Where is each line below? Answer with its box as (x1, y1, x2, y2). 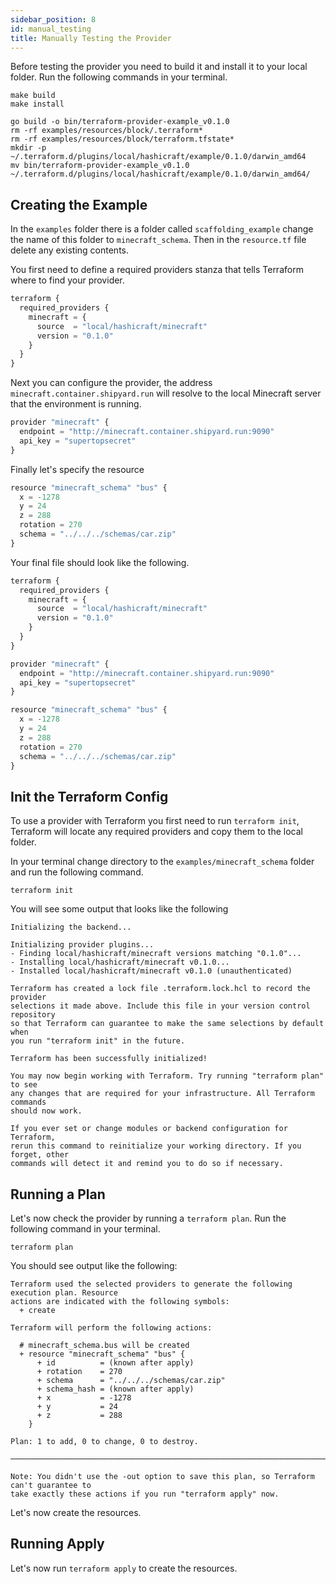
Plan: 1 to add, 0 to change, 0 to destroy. (10, 1437, 199, 1447)
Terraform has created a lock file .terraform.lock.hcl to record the (10, 984, 311, 994)
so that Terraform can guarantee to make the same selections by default (10, 1019, 325, 1029)
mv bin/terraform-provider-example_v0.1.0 (10, 161, 190, 171)
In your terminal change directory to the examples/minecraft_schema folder (10, 856, 315, 868)
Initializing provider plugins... (10, 940, 155, 950)
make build (10, 91, 56, 101)
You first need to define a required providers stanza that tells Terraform (10, 264, 304, 276)
